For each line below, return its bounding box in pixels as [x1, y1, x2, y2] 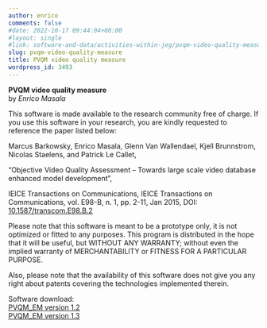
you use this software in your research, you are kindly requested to [8, 117, 228, 127]
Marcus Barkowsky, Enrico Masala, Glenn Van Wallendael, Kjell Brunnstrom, [8, 141, 256, 151]
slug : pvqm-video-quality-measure [8, 48, 123, 56]
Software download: [8, 294, 75, 303]
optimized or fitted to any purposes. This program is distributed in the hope [8, 230, 254, 239]
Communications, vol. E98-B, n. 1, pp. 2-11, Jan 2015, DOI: [8, 197, 198, 206]
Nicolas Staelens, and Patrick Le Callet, [8, 149, 137, 159]
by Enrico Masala [8, 93, 66, 103]
